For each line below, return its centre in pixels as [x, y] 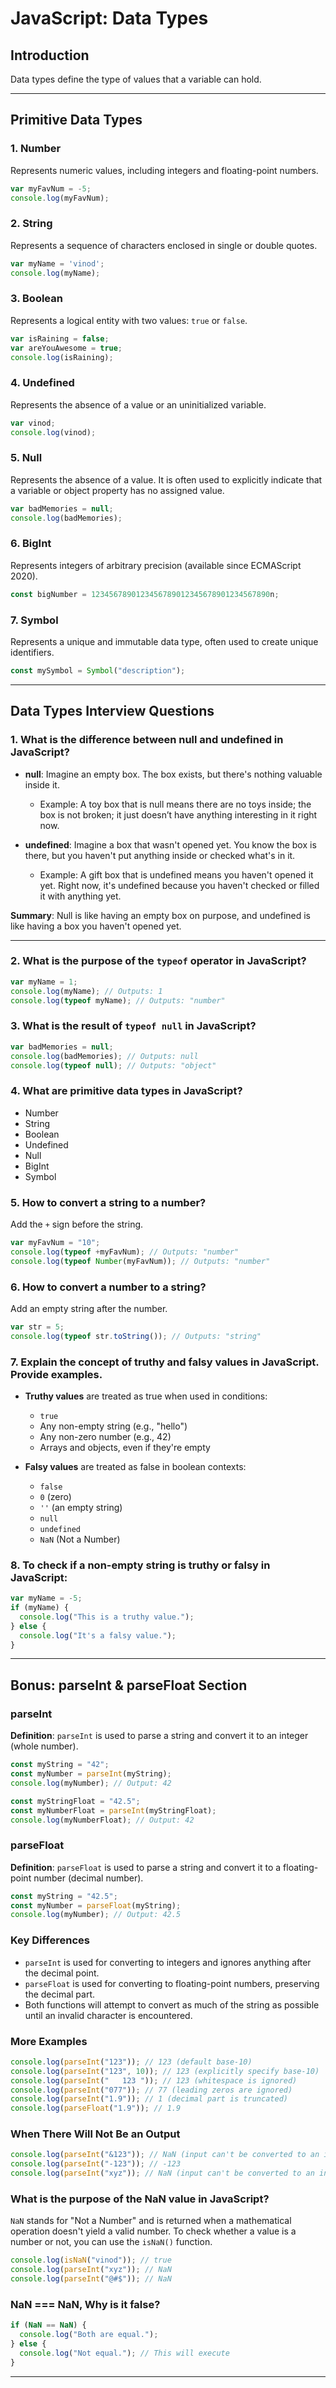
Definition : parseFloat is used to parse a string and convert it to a [146, 1867]
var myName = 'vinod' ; [57, 263]
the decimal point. [62, 1973]
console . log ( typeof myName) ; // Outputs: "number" [118, 1000]
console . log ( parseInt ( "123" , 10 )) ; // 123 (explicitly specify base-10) [165, 2071]
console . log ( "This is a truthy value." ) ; [107, 1617]
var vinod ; [33, 423]
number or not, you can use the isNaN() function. [111, 2242]
